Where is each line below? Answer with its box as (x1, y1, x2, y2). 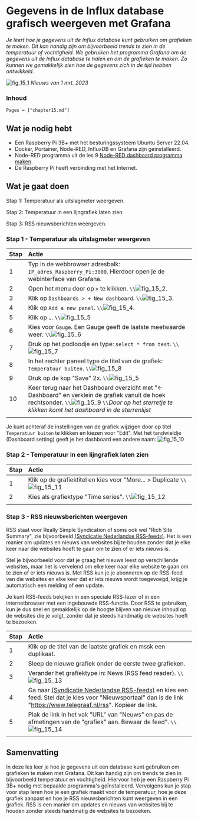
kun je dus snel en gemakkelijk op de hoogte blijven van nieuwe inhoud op (6, 605, 187, 613)
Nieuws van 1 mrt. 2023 (30, 79, 88, 86)
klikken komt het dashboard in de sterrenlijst (28, 406, 151, 414)
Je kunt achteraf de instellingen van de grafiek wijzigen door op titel (6, 423, 171, 430)
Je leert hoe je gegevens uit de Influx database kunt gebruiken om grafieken (6, 36, 192, 43)
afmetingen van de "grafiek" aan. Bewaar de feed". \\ (28, 718, 177, 726)
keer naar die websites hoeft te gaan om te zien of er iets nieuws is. (6, 545, 170, 552)
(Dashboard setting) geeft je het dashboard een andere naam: (6, 436, 157, 443)
